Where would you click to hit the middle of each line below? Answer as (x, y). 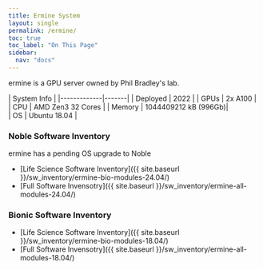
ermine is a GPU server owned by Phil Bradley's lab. (94, 83)
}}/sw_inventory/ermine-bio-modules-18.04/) (94, 241)
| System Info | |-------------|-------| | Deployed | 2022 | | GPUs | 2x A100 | (133, 98)
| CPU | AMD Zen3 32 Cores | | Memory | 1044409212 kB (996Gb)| (119, 107)
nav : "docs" (36, 61)
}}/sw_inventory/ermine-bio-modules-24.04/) (95, 177)
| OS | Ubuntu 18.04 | (43, 115)
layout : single (34, 23)
